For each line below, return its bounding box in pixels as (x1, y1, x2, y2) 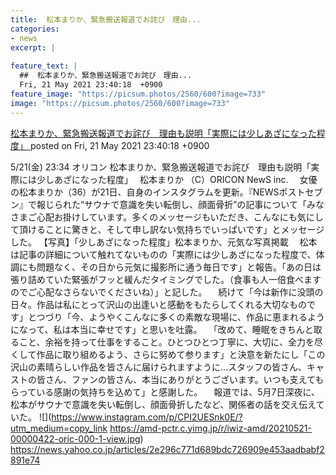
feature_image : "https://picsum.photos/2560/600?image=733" (10, 89, 267, 99)
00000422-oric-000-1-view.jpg (10, 432, 141, 445)
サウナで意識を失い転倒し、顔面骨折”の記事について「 (84, 198, 307, 210)
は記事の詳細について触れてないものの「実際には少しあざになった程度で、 (10, 248, 317, 260)
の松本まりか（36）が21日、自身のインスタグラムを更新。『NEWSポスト (10, 186, 306, 198)
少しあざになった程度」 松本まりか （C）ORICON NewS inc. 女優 (36, 173, 318, 185)
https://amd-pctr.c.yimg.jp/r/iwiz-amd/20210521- (109, 422, 312, 434)
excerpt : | (10, 42, 56, 53)
